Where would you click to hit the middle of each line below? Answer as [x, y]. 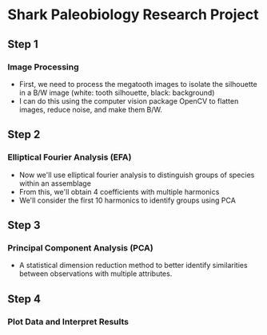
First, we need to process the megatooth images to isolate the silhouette [138, 84]
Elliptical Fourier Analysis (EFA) [70, 157]
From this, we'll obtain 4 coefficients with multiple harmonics [119, 191]
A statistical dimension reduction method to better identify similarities [133, 266]
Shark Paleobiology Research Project [133, 15]
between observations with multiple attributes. [96, 274]
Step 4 [24, 299]
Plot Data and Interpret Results [68, 321]
